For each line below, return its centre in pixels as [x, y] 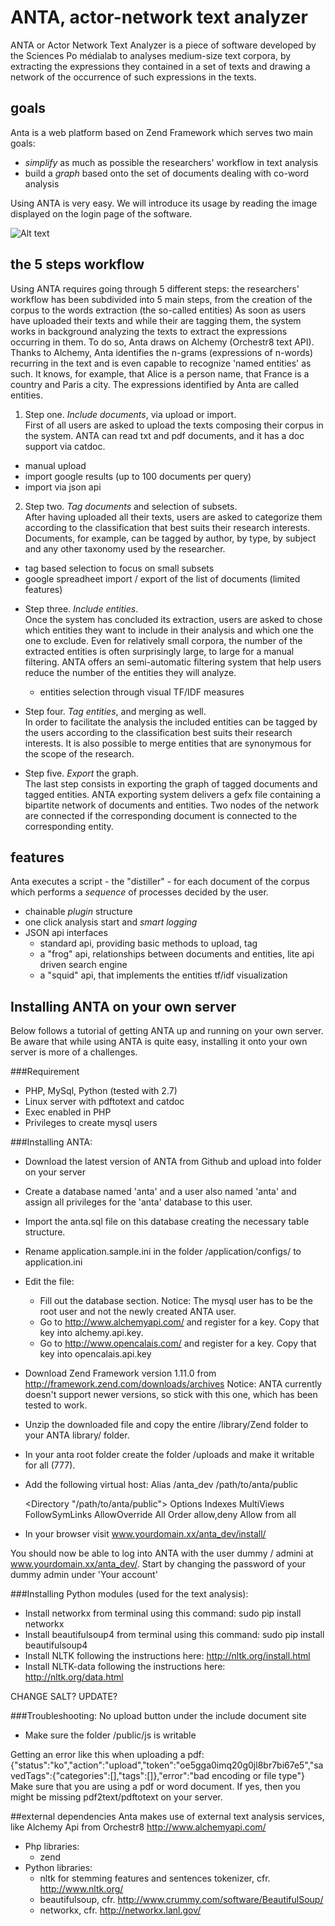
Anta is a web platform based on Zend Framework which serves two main [162, 132]
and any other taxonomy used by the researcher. [125, 548]
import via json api [63, 487]
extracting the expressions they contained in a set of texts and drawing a [160, 66]
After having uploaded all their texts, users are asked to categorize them [173, 517]
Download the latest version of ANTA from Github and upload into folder [173, 1162]
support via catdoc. [65, 446]
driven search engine [83, 965]
